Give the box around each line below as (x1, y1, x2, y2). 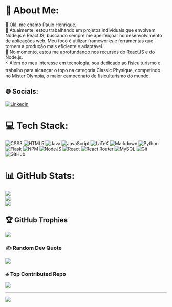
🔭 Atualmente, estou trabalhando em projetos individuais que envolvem (5, 27, 156, 33)
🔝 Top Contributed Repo (5, 270, 67, 277)
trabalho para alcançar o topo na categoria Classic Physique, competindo (5, 67, 160, 73)
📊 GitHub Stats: (5, 170, 75, 181)
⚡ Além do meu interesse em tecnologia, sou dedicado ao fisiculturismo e (5, 60, 161, 66)
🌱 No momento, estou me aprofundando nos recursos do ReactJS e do (5, 49, 155, 55)
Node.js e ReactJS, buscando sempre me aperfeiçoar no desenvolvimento (5, 32, 162, 38)
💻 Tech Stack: (5, 120, 69, 131)
